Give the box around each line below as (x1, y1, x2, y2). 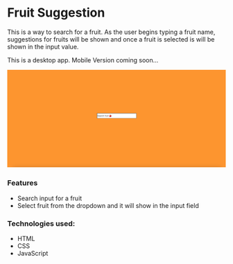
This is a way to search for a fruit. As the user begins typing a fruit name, (7, 28, 216, 36)
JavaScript (17, 249, 49, 257)
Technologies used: (7, 218, 76, 228)
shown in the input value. (7, 42, 79, 51)
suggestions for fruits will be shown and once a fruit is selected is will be (7, 35, 215, 43)
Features (7, 178, 38, 188)
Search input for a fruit (17, 194, 83, 202)
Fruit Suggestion (7, 5, 105, 21)
